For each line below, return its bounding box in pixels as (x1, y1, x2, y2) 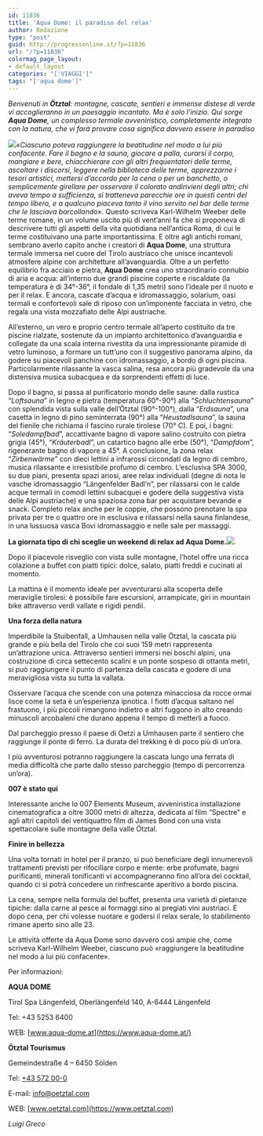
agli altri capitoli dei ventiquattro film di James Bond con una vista (8, 816, 221, 825)
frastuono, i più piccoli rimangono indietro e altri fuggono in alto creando (8, 704, 243, 714)
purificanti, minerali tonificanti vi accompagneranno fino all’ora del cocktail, (8, 871, 251, 880)
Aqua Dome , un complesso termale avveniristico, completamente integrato (8, 115, 253, 125)
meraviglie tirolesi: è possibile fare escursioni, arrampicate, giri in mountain (8, 592, 251, 601)
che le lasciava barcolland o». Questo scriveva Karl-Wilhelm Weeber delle (8, 206, 247, 216)
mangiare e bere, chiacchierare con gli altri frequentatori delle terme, (8, 156, 233, 166)
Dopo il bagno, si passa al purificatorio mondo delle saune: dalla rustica (8, 387, 239, 396)
